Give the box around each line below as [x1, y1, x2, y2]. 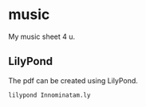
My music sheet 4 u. [8, 32, 76, 41]
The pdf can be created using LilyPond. [8, 75, 138, 85]
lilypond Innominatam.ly [8, 91, 91, 99]
